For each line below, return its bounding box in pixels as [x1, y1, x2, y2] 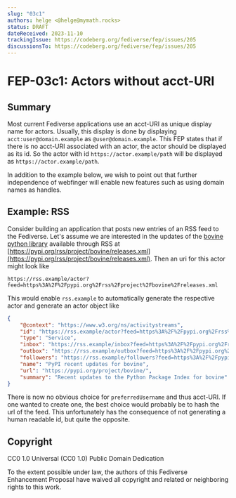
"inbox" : [20, 341, 46, 348]
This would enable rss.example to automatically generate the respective [7, 294, 216, 302]
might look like [7, 261, 50, 270]
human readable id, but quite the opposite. [7, 415, 130, 424]
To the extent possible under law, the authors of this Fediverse [7, 468, 188, 476]
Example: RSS [7, 206, 70, 218]
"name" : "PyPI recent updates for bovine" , [20, 360, 150, 367]
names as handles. [7, 185, 62, 194]
